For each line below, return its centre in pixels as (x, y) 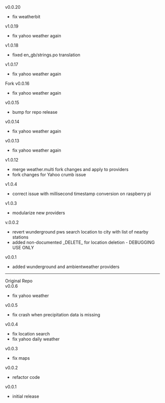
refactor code (26, 377)
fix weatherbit (26, 17)
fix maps (21, 358)
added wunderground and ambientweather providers (66, 267)
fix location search (31, 334)
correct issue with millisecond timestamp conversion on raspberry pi (82, 194)
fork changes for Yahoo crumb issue (49, 175)
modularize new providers (39, 213)
